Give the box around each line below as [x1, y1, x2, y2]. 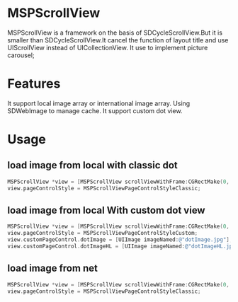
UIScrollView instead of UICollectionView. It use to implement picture [7, 43, 208, 52]
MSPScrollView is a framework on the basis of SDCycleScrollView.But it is [7, 28, 223, 37]
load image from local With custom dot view [7, 204, 205, 216]
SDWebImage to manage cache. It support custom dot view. [7, 106, 183, 115]
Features [7, 76, 61, 92]
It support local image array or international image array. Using [7, 99, 191, 108]
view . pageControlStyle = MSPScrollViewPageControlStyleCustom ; [7, 230, 198, 237]
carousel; [7, 51, 35, 59]
